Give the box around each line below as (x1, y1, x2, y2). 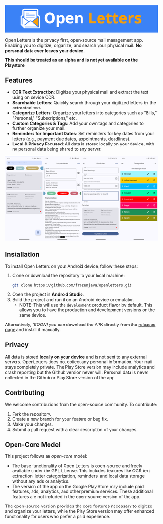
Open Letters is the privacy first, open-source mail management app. (5, 37, 143, 43)
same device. (19, 312, 47, 318)
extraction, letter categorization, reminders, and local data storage (12, 473, 145, 479)
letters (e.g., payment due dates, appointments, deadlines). (12, 136, 130, 142)
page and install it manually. (5, 327, 61, 332)
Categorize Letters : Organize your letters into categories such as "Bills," (12, 110, 157, 116)
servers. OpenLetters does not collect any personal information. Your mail (5, 359, 153, 365)
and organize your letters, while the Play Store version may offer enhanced (5, 508, 154, 514)
